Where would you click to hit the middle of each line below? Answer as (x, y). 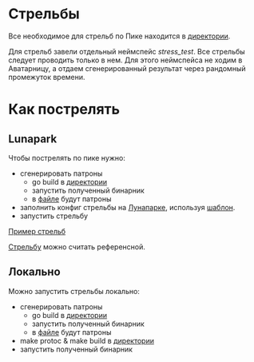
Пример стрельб (37, 231)
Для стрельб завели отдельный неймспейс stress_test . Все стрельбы (127, 51)
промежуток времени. (47, 77)
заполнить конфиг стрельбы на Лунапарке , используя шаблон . (127, 207)
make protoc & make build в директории (87, 340)
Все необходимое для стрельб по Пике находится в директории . (119, 36)
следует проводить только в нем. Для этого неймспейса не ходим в (125, 60)
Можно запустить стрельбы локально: (74, 291)
